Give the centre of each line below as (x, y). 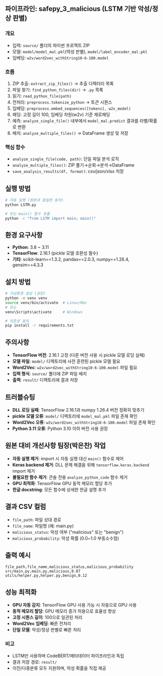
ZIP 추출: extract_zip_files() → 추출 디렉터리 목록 (63, 83)
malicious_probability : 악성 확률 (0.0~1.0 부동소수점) (66, 538)
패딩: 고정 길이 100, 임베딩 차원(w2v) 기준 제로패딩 (61, 114)
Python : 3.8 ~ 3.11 (31, 247)
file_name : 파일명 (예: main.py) (43, 526)
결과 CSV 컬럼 (26, 507)
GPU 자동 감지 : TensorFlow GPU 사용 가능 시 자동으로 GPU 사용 (74, 605)
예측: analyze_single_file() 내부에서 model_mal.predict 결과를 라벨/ (81, 121)
